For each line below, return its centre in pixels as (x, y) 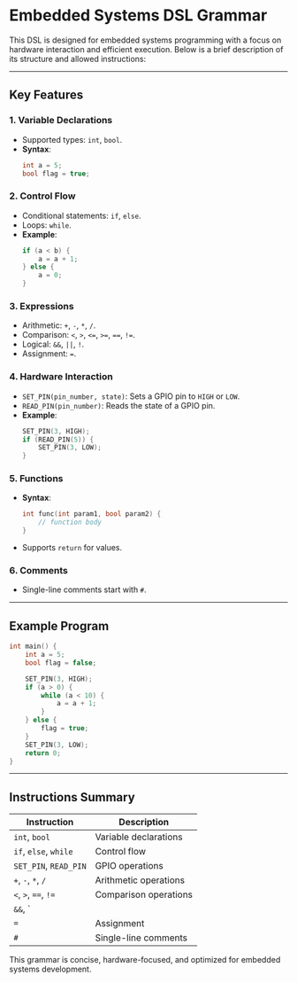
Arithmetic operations (140, 880)
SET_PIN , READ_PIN (50, 866)
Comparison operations (144, 894)
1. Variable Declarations (61, 121)
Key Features (46, 95)
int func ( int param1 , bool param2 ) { (91, 514)
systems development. (50, 969)
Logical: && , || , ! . (53, 344)
